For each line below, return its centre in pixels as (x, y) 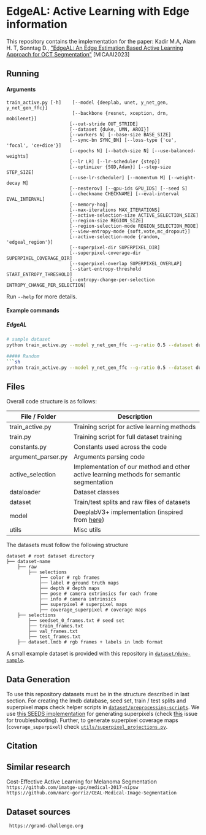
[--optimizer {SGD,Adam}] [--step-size (120, 167)
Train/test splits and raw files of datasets (132, 502)
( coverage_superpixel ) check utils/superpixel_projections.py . (87, 727)
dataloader (25, 492)
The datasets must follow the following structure (67, 545)
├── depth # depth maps (69, 588)
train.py (21, 437)
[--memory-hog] (89, 204)
